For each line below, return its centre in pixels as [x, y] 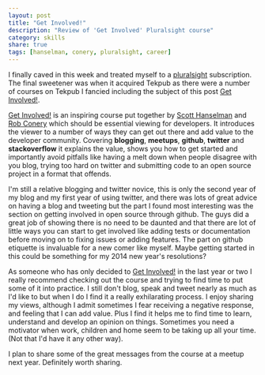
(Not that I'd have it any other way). [66, 339]
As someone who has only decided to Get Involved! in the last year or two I [130, 272]
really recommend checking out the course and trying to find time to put [126, 280]
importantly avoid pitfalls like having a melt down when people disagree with [132, 157]
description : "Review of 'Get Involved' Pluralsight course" [111, 30]
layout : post [30, 15]
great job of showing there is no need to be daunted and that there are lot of [132, 223]
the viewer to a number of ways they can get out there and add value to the [131, 132]
